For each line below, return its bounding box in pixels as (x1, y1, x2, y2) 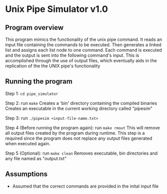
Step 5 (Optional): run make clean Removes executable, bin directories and (5, 150, 158, 156)
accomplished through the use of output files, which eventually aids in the (5, 58, 157, 63)
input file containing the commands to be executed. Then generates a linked (5, 42, 162, 48)
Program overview (5, 23, 64, 32)
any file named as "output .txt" (5, 155, 67, 161)
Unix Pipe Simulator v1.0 (5, 3, 108, 15)
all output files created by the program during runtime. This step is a (5, 130, 145, 136)
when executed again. (5, 140, 51, 146)
